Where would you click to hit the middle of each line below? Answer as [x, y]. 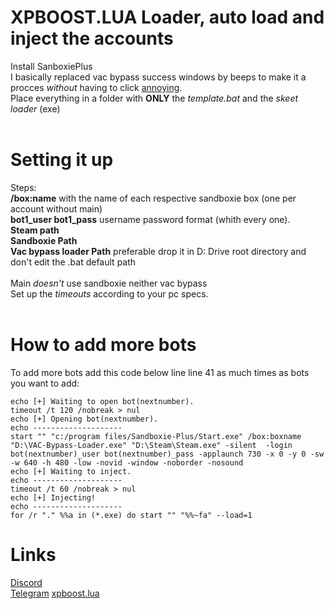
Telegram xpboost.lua [55, 593]
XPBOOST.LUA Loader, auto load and [167, 17]
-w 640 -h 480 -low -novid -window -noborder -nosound [127, 462]
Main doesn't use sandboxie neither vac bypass [109, 283]
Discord [26, 582]
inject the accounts [92, 38]
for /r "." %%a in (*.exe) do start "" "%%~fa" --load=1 [131, 515]
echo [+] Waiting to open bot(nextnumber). [102, 401]
